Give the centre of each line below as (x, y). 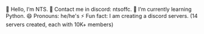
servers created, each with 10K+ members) (60, 24)
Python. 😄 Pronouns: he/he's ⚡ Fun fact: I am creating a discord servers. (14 (102, 16)
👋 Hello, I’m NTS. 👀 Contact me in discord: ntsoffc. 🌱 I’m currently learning (99, 9)
